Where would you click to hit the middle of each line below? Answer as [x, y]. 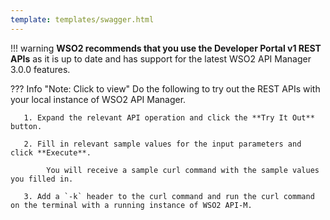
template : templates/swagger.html [82, 19]
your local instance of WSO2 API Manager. [98, 99]
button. [26, 126]
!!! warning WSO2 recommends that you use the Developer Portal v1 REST [166, 48]
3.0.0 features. [40, 69]
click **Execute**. [51, 152]
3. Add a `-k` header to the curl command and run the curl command [169, 196]
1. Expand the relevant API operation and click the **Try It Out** [169, 117]
